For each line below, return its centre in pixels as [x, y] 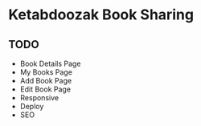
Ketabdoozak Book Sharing [101, 15]
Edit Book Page [45, 89]
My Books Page [46, 72]
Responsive [39, 98]
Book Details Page [50, 63]
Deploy [32, 106]
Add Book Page [46, 81]
